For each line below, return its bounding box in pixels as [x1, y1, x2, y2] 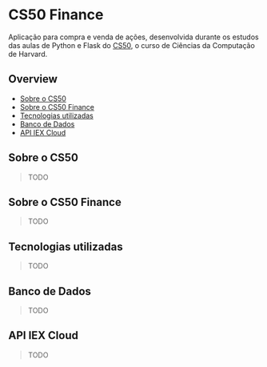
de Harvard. [8, 49, 48, 58]
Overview [8, 72, 58, 86]
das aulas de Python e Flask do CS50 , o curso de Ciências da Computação [8, 40, 256, 50]
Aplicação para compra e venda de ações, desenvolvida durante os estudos [8, 32, 259, 42]
